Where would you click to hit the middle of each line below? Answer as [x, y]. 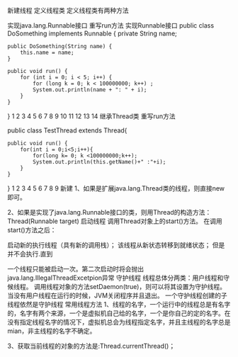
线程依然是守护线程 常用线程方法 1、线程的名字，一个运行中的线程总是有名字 [119, 304]
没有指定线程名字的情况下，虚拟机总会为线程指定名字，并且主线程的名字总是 [119, 322]
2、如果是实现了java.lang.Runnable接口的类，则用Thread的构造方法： [109, 212]
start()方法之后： [32, 230]
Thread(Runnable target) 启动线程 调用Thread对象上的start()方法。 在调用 [115, 221]
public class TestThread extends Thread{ [67, 130]
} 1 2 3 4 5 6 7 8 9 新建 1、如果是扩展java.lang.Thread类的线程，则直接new [116, 188]
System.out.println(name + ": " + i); [90, 90]
